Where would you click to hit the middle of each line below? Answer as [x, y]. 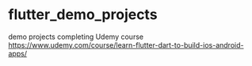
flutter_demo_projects [83, 15]
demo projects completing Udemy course [76, 37]
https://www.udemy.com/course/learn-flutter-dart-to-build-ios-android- [126, 45]
